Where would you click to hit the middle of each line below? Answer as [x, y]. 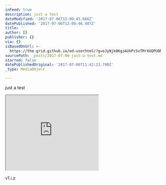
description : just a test [32, 14]
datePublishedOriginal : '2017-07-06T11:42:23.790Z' [59, 65]
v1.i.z [10, 178]
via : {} [13, 42]
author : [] [16, 33]
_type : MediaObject [25, 70]
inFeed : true [19, 10]
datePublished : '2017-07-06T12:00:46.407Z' [51, 23]
